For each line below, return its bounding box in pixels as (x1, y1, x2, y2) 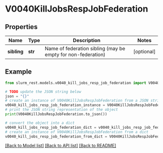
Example (5, 68, 32, 76)
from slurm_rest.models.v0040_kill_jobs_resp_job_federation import (5, 80, 147, 85)
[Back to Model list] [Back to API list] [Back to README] (5, 143, 116, 149)
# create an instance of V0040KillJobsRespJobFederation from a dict (5, 129, 149, 134)
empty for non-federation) (45, 51, 106, 58)
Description (72, 37, 101, 44)
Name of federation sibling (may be (45, 45, 125, 52)
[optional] (133, 48, 156, 55)
